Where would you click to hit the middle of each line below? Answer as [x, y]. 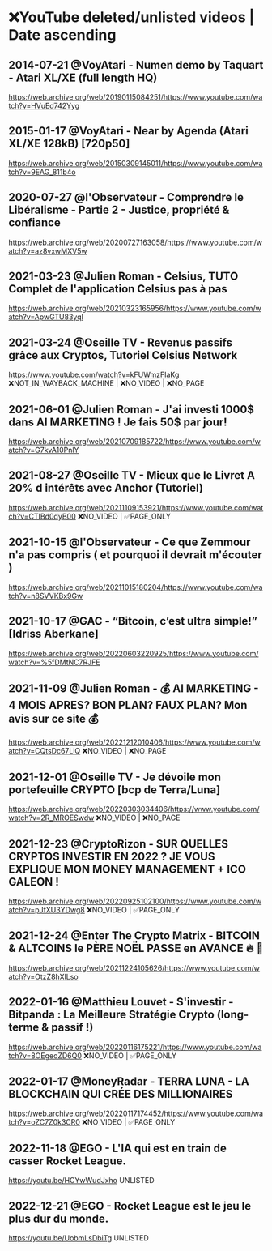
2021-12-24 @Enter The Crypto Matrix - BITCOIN [134, 936]
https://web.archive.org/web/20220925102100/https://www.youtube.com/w [135, 901]
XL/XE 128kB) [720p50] [69, 144]
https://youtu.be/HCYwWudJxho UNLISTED [82, 1181]
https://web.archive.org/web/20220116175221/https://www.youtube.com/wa [135, 1047]
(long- [233, 1015]
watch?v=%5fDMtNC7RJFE [54, 662]
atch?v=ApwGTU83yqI [46, 317]
